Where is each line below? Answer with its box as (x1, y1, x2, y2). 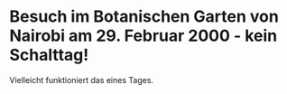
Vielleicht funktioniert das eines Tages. (9, 74, 154, 85)
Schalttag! (9, 45, 89, 65)
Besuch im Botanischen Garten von (9, 6, 280, 27)
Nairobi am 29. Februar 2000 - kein (9, 25, 278, 46)
